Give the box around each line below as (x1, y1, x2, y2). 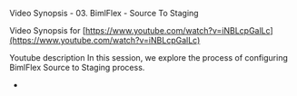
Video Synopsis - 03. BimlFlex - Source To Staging (9, 8, 199, 18)
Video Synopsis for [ (9, 25, 86, 35)
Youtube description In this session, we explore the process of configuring (9, 53, 288, 62)
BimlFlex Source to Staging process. (9, 62, 145, 72)
